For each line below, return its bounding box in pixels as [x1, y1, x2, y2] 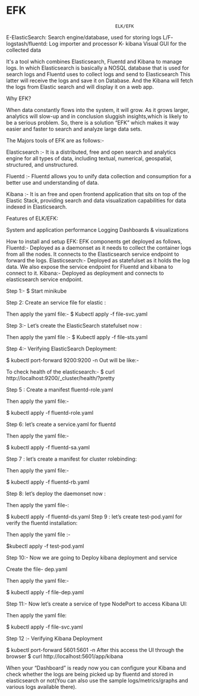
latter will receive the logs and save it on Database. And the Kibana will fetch [6, 77, 194, 84]
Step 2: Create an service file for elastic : [6, 299, 106, 306]
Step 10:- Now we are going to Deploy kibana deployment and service [6, 554, 178, 561]
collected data [6, 46, 42, 54]
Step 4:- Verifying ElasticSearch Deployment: [6, 345, 117, 352]
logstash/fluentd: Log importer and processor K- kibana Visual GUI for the [6, 40, 187, 47]
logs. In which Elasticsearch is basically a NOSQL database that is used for [6, 64, 189, 72]
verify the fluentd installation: [6, 519, 78, 526]
